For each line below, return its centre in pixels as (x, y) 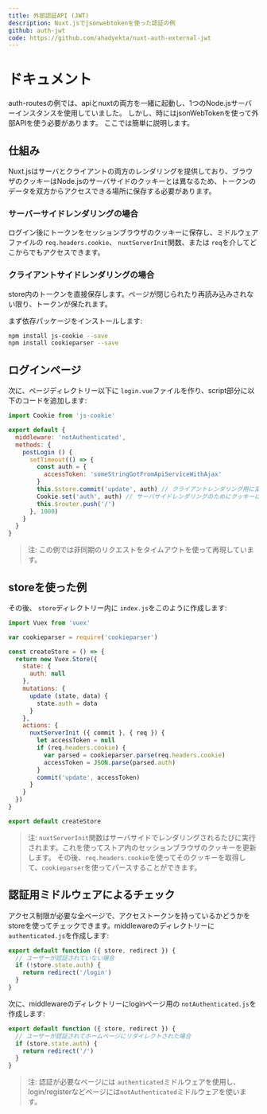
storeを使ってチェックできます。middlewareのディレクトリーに (111, 925)
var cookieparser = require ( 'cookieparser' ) (83, 637)
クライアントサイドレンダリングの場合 (81, 275)
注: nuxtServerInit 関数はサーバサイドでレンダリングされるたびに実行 (141, 837)
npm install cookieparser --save (64, 343)
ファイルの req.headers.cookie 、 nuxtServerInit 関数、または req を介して (129, 243)
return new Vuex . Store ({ (56, 659)
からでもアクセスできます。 (60, 252)
